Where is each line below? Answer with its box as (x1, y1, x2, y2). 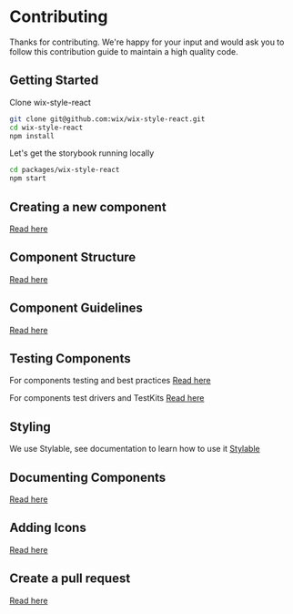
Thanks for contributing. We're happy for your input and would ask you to (9, 36, 285, 47)
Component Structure (9, 250, 136, 265)
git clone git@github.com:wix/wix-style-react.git (9, 114, 206, 124)
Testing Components (9, 351, 131, 366)
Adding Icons (9, 520, 86, 536)
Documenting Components (9, 469, 167, 485)
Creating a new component (9, 199, 167, 215)
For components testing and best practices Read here (9, 375, 211, 386)
